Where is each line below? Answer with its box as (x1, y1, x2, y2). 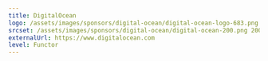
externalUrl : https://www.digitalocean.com (8, 33, 156, 42)
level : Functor (8, 41, 59, 49)
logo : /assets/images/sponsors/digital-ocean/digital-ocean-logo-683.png (8, 19, 259, 27)
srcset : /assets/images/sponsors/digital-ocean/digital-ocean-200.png (8, 26, 248, 34)
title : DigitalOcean (8, 11, 77, 20)
